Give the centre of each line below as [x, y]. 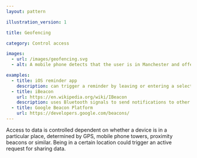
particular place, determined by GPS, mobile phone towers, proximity [89, 136]
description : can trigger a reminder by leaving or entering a [96, 86]
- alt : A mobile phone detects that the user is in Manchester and [96, 65]
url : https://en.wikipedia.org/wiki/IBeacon [72, 97]
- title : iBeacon [33, 91]
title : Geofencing [28, 33]
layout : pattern [26, 11]
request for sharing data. [36, 148]
